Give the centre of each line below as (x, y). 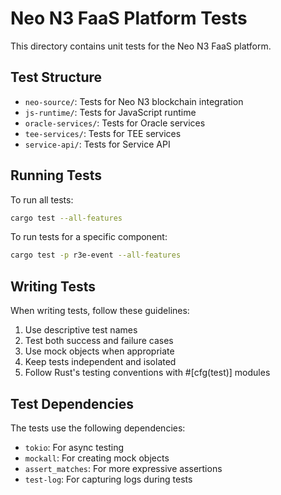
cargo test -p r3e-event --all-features (96, 255)
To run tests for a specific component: (89, 237)
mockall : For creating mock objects (97, 458)
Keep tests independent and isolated (100, 362)
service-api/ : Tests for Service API (97, 144)
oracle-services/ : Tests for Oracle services (115, 123)
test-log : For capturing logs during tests (108, 479)
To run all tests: (42, 199)
